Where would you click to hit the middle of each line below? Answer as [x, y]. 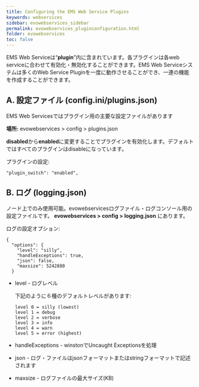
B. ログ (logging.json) [46, 193]
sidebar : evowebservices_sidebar [48, 23]
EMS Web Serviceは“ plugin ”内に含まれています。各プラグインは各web [93, 57]
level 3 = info [34, 323]
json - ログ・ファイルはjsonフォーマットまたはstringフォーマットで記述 [102, 358]
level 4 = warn [34, 328]
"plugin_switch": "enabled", [42, 173]
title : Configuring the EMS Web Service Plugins [68, 12]
